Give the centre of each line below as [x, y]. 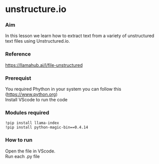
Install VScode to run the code [36, 100]
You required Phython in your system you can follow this [63, 89]
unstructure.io [36, 9]
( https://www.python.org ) [31, 94]
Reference [18, 54]
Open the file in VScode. [30, 151]
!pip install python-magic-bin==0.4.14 [47, 127]
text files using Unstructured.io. [37, 41]
